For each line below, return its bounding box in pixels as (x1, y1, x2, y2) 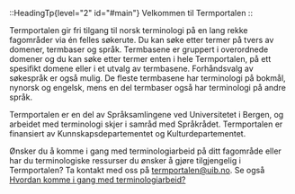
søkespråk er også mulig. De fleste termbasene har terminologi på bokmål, (9, 73, 286, 84)
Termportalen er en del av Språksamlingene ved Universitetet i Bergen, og (9, 110, 284, 119)
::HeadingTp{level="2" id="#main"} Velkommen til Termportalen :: (9, 8, 254, 18)
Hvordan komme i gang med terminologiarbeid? (9, 174, 186, 185)
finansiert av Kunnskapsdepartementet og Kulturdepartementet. (9, 128, 246, 138)
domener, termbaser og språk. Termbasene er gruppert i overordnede (9, 44, 269, 55)
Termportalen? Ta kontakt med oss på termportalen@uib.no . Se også (9, 165, 265, 175)
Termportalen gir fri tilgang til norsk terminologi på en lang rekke (9, 25, 248, 35)
